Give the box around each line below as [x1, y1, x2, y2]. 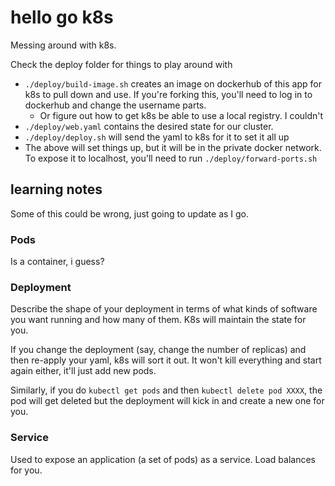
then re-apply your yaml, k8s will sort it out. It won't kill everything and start [10, 354, 322, 366]
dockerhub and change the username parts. [24, 99, 207, 111]
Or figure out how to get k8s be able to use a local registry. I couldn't [39, 109, 324, 121]
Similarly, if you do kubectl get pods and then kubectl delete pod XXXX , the [10, 384, 323, 396]
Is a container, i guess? [10, 256, 105, 268]
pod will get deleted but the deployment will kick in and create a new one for [10, 395, 325, 407]
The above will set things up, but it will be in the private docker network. [24, 141, 322, 153]
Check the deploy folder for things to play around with [10, 58, 233, 70]
